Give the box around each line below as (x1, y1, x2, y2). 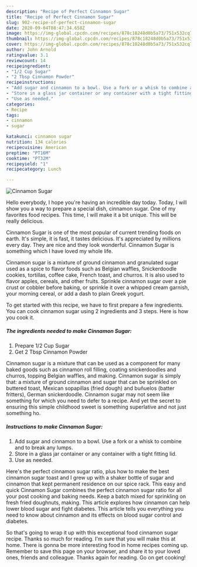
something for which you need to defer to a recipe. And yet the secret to (6, 397, 181, 405)
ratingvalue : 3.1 (6, 52, 49, 58)
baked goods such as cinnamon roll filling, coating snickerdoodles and (6, 366, 176, 373)
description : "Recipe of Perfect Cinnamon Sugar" (6, 8, 130, 15)
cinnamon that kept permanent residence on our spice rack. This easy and (6, 480, 186, 487)
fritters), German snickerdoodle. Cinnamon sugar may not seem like (6, 391, 170, 398)
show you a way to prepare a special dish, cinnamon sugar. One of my (6, 205, 176, 212)
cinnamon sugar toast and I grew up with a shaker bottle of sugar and (6, 474, 174, 481)
